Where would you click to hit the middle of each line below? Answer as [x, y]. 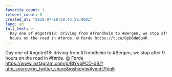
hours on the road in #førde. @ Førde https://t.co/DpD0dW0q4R [79, 38]
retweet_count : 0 [24, 15]
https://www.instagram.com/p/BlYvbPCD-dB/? [54, 63]
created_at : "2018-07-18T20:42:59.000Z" [49, 19]
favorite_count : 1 [25, 10]
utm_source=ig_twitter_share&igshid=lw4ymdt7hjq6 [60, 68]
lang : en [15, 24]
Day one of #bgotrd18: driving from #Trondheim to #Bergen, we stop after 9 [85, 52]
